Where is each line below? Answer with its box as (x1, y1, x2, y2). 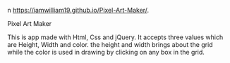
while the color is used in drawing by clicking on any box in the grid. (7, 48, 205, 56)
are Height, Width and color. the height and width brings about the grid (7, 41, 213, 48)
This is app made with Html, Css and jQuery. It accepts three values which (7, 33, 224, 41)
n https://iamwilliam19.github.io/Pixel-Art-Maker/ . (7, 6, 150, 14)
